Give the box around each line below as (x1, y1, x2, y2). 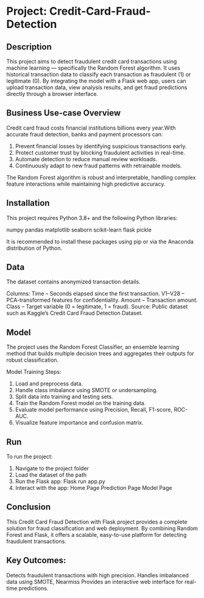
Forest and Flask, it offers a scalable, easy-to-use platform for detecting (6, 531, 187, 538)
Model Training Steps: (6, 368, 62, 376)
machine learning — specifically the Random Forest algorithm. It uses (6, 64, 181, 71)
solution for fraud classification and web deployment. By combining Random (6, 524, 198, 532)
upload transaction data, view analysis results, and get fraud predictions (6, 84, 188, 91)
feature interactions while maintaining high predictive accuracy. (6, 180, 166, 188)
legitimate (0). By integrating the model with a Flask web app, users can (6, 78, 187, 84)
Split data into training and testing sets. (15, 393, 114, 401)
